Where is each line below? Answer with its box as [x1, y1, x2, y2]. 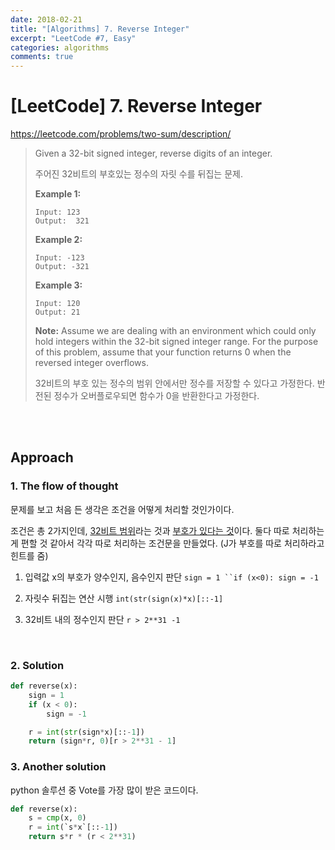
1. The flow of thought [10, 479, 119, 493]
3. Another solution [10, 760, 107, 774]
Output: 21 [34, 307, 81, 318]
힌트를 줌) [10, 549, 49, 561]
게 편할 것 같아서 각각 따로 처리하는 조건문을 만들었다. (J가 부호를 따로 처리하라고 [10, 537, 325, 549]
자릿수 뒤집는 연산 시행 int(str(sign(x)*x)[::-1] [24, 592, 224, 604]
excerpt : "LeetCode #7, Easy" [10, 33, 137, 43]
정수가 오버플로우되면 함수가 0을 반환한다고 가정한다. [53, 390, 260, 402]
